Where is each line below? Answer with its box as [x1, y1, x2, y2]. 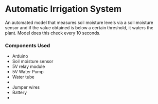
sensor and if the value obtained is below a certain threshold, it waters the [5, 24, 154, 30]
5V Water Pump [12, 69, 44, 75]
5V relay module [12, 63, 45, 69]
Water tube [12, 74, 35, 80]
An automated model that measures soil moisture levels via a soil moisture [5, 20, 154, 25]
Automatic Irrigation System [5, 3, 122, 15]
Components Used [5, 42, 50, 49]
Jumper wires [12, 84, 40, 90]
